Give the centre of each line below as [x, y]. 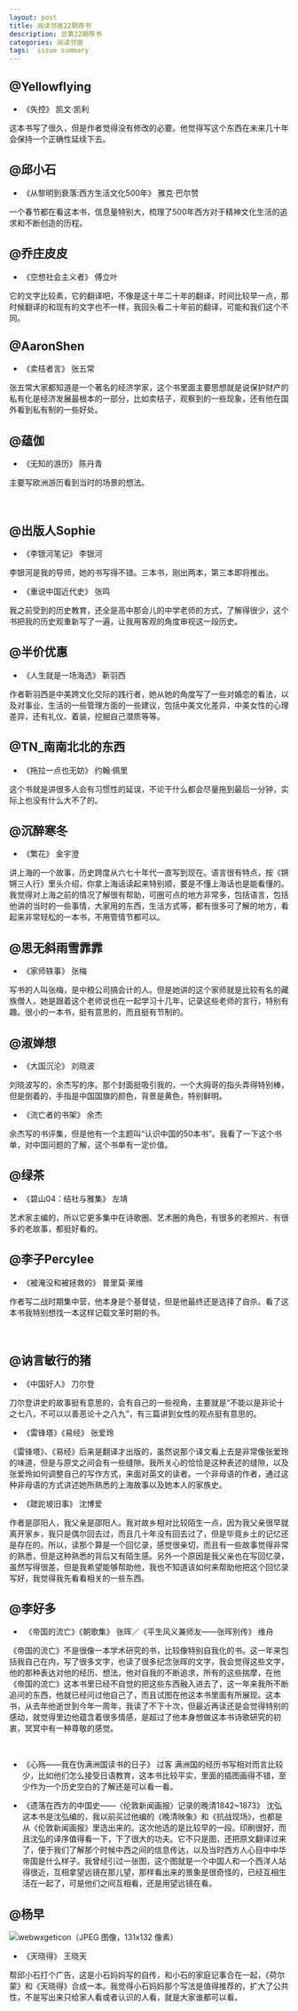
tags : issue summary [49, 51]
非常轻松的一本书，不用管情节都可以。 [94, 917]
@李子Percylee [52, 1259]
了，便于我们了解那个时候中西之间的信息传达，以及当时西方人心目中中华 [154, 1850]
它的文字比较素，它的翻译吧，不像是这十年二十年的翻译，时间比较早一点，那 [149, 295]
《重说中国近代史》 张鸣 [66, 591]
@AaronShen [47, 346]
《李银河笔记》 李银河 [62, 553]
